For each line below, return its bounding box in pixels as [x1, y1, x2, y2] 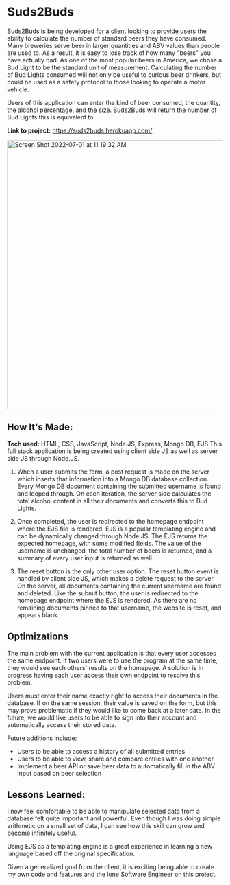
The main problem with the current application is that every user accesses [7, 649, 217, 657]
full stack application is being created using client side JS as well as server [7, 447, 218, 455]
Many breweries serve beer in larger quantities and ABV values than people [7, 41, 220, 49]
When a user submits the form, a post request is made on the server [16, 468, 210, 476]
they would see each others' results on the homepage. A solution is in [7, 663, 204, 671]
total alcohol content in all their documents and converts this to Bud [16, 496, 208, 505]
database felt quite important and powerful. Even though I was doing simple [7, 814, 221, 823]
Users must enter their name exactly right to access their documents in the [7, 691, 218, 700]
